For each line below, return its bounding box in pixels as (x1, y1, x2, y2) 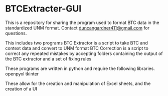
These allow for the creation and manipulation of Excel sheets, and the (5, 80, 151, 86)
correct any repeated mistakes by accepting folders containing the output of (5, 50, 163, 56)
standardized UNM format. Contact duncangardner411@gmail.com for (5, 24, 149, 30)
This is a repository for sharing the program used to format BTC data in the (5, 19, 159, 25)
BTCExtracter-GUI (5, 3, 82, 14)
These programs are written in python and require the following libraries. (5, 65, 155, 71)
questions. (5, 30, 27, 36)
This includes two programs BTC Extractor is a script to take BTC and (5, 39, 148, 45)
